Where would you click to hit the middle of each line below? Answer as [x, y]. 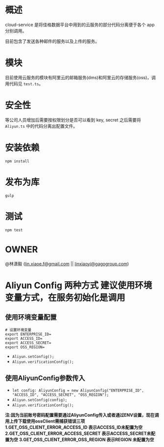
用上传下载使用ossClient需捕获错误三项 [45, 421]
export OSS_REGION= [25, 347]
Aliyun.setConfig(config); [40, 400]
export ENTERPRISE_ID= [28, 334]
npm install [17, 161]
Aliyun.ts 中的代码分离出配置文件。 [41, 126]
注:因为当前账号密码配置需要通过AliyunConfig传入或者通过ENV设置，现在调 [82, 415]
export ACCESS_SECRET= [28, 343]
